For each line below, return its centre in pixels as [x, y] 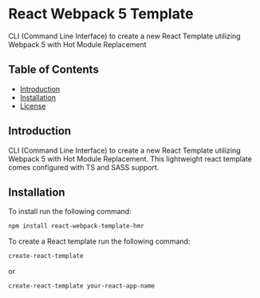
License [33, 105]
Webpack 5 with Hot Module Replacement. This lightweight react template [130, 159]
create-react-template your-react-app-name [82, 286]
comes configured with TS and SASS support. [84, 167]
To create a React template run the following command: [99, 241]
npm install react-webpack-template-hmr [77, 226]
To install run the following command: [70, 212]
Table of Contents [54, 70]
